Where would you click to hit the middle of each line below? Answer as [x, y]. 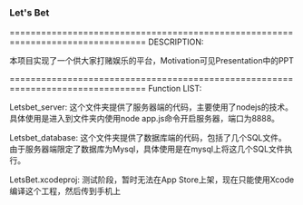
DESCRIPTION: [176, 42]
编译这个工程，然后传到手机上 [65, 191]
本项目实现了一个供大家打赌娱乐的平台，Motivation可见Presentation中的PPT [152, 61]
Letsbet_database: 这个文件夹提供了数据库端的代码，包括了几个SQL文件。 [148, 138]
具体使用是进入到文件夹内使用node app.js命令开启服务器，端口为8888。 [144, 119]
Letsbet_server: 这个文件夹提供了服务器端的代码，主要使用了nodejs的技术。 [151, 107]
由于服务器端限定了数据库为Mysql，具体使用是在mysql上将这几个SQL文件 [147, 149]
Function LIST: [175, 89]
